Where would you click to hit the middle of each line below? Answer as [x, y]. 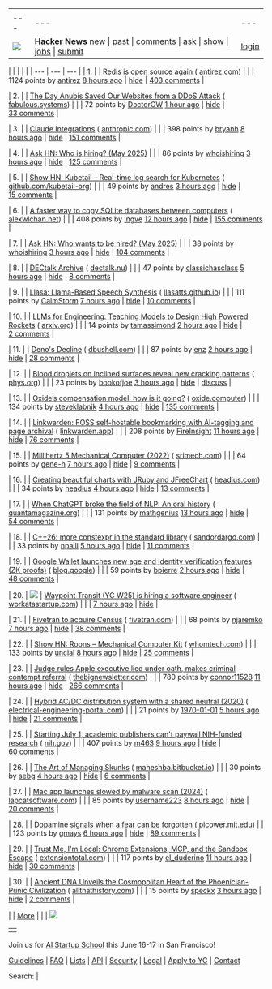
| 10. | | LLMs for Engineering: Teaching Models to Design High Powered [128, 316]
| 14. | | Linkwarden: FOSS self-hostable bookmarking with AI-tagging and [131, 422]
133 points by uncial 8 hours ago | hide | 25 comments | [101, 653]
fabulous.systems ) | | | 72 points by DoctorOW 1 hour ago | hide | [117, 104]
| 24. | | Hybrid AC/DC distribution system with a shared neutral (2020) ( [128, 701]
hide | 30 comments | [44, 866]
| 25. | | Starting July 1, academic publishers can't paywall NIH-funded [125, 734]
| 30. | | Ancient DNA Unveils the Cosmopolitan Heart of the [107, 882]
